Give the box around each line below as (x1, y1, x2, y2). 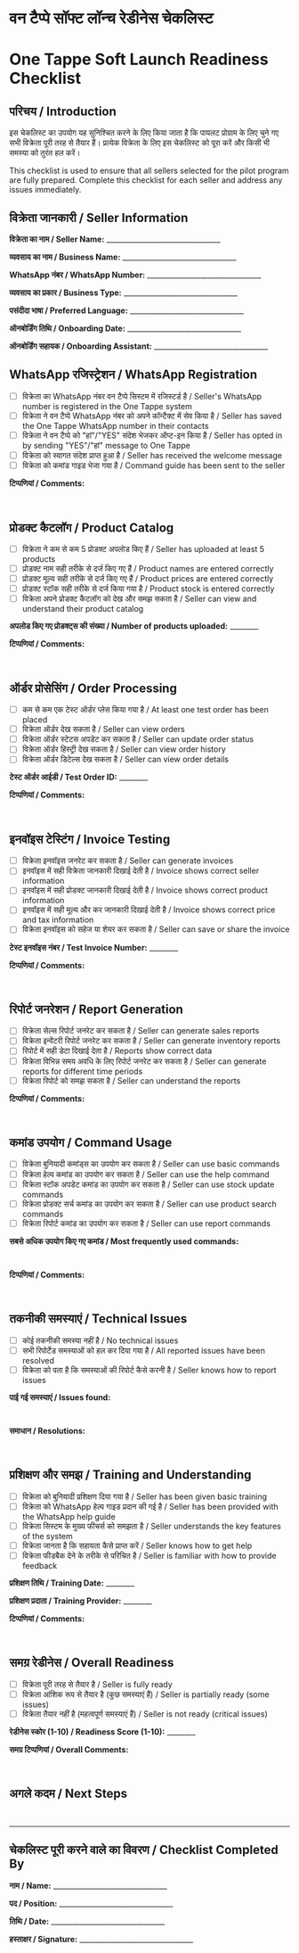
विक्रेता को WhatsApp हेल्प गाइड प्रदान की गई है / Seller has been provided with (21, 1501, 279, 1512)
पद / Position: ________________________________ (9, 1898, 174, 1908)
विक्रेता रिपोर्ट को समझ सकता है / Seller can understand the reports (21, 1075, 241, 1086)
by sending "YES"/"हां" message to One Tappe (21, 441, 191, 450)
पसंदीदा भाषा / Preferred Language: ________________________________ (9, 305, 245, 316)
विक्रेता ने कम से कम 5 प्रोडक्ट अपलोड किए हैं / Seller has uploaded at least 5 (21, 543, 265, 554)
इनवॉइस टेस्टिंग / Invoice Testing (9, 831, 171, 846)
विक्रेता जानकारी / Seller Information (9, 210, 189, 226)
